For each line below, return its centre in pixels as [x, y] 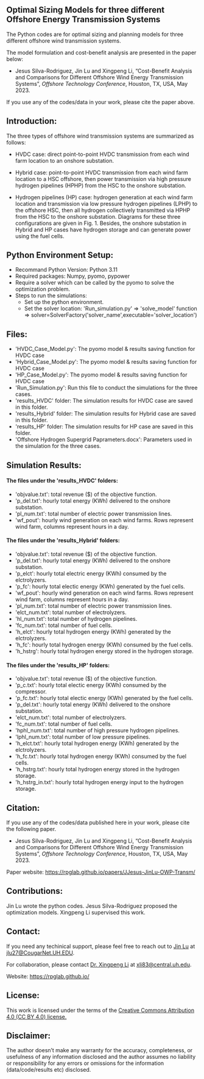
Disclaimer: [28, 1035]
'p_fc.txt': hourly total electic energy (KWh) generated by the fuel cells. [104, 698]
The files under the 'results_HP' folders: [58, 665]
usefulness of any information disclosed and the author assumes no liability [101, 1057]
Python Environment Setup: [60, 255]
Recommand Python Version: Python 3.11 [66, 270]
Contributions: [34, 891]
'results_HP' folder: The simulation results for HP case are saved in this [104, 426]
